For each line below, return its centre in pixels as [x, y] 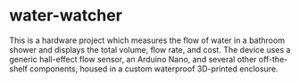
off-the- [273, 59]
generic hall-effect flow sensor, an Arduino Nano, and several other [133, 59]
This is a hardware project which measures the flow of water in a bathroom [147, 40]
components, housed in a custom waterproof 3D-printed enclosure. [154, 69]
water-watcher [66, 16]
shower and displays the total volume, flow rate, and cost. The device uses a [150, 49]
